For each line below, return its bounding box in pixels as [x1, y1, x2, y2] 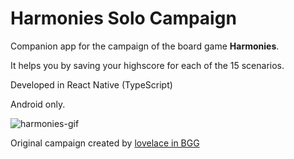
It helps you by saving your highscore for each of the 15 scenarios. [10, 59, 285, 71]
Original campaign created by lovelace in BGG [10, 137, 200, 149]
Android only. [10, 98, 66, 110]
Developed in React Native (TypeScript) [10, 78, 173, 91]
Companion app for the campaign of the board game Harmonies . [10, 40, 280, 52]
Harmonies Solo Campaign [10, 7, 237, 30]
